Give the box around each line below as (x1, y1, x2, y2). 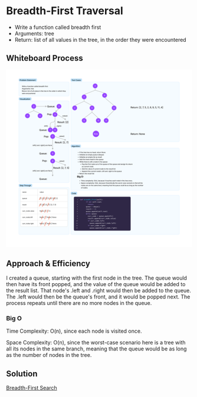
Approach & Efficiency (6, 258, 90, 269)
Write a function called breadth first (14, 24, 101, 31)
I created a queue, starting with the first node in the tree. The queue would (6, 274, 188, 281)
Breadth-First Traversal (6, 4, 124, 18)
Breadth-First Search (6, 385, 57, 392)
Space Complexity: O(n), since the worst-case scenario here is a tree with (6, 339, 186, 346)
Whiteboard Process (6, 53, 84, 63)
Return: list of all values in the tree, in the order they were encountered (14, 36, 187, 43)
